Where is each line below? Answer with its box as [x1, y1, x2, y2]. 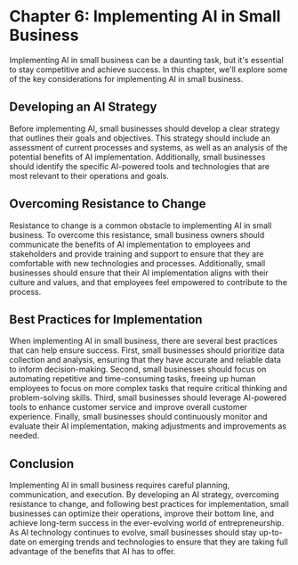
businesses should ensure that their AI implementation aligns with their [9, 267, 269, 278]
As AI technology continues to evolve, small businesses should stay [9, 528, 257, 538]
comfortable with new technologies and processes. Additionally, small [9, 258, 266, 268]
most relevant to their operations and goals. [9, 170, 169, 181]
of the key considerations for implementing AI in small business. [9, 73, 244, 84]
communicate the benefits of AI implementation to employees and [9, 239, 251, 250]
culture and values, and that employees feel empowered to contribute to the [9, 276, 287, 287]
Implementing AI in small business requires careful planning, [9, 479, 230, 491]
